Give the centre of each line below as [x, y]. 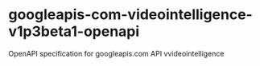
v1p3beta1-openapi [74, 31]
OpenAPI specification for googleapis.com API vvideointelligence [116, 53]
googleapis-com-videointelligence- [131, 15]
